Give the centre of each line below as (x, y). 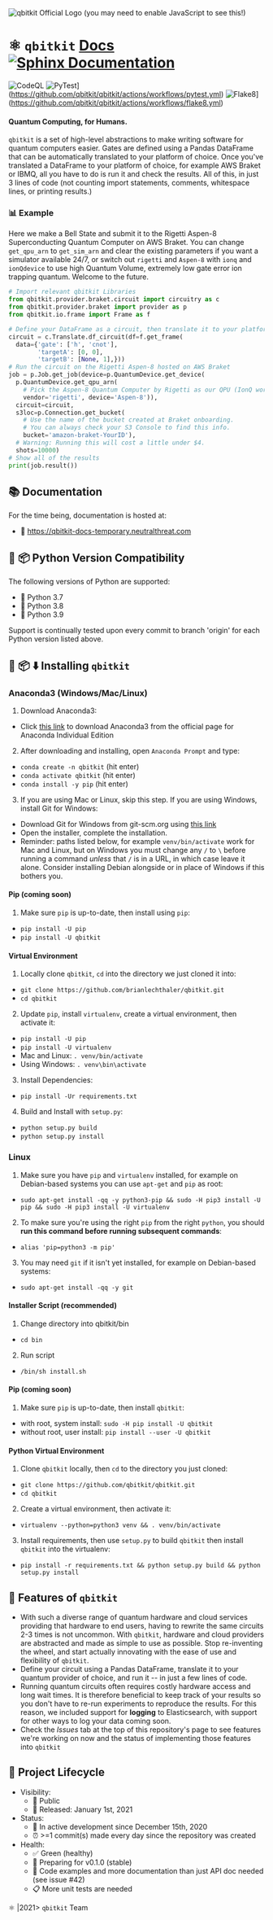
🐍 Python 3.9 (42, 614)
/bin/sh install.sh (53, 1371)
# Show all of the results (54, 458)
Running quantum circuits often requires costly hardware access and (135, 1686)
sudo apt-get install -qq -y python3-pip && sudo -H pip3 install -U (141, 1200)
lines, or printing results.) (50, 191)
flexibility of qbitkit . (54, 1660)
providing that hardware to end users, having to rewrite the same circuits (142, 1626)
